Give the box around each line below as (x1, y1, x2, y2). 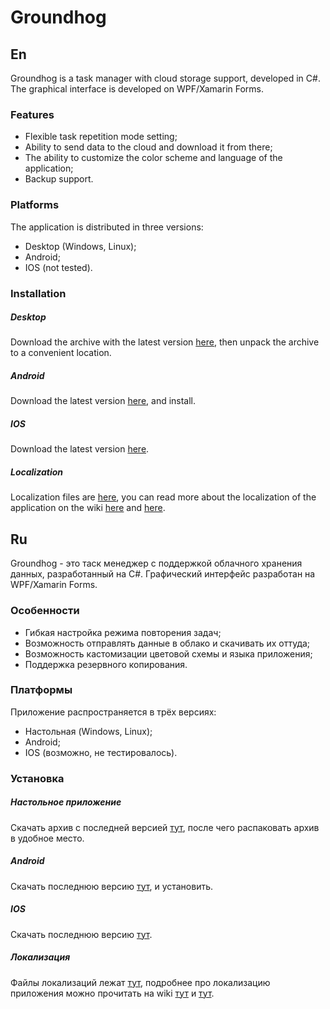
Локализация (10, 951, 71, 963)
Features (10, 107, 55, 121)
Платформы (10, 683, 73, 697)
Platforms (10, 198, 60, 212)
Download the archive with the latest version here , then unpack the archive (10, 336, 320, 348)
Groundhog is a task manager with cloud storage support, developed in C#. (10, 72, 321, 84)
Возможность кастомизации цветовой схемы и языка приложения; (24, 647, 313, 660)
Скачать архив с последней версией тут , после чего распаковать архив (10, 821, 320, 833)
